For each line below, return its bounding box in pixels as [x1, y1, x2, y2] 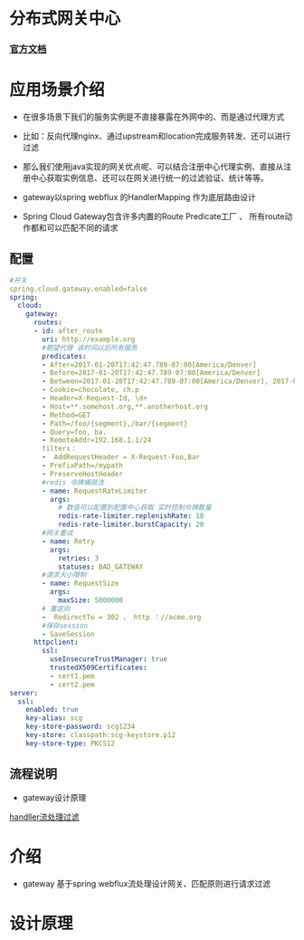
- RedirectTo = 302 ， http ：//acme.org [42, 612, 202, 621]
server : [9, 688, 39, 697]
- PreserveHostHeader [42, 469, 124, 478]
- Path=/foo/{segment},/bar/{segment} [42, 418, 188, 428]
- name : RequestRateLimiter [42, 486, 147, 495]
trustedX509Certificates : [49, 663, 147, 673]
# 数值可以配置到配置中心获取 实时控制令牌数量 [57, 504, 213, 513]
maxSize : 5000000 [57, 596, 124, 605]
